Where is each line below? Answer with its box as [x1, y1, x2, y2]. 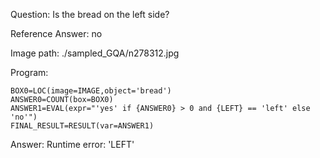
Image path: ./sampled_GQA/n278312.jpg [10, 47, 180, 59]
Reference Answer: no [10, 28, 103, 39]
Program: [10, 67, 49, 78]
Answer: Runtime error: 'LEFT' [10, 139, 135, 150]
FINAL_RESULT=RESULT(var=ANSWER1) [10, 121, 155, 131]
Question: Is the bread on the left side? [10, 9, 170, 20]
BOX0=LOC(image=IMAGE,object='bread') [10, 86, 172, 96]
